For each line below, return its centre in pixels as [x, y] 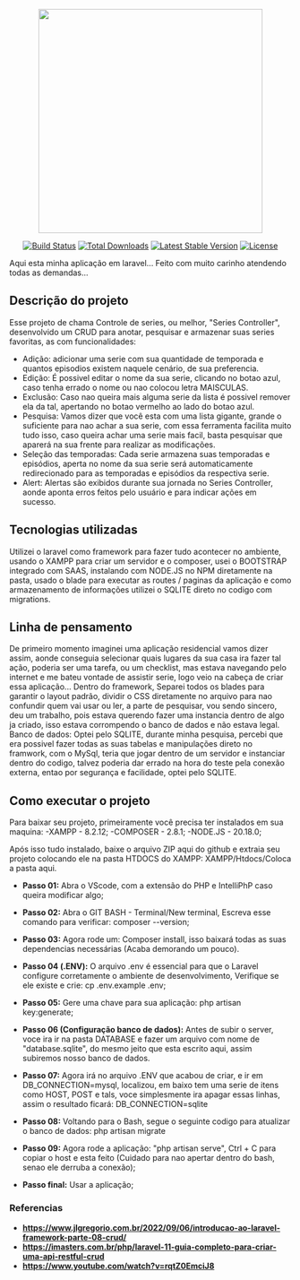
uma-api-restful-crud [63, 1256]
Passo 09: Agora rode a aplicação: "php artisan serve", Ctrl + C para [149, 1148]
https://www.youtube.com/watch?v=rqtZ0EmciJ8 [118, 1266]
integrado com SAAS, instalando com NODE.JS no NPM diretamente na [141, 570]
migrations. [30, 599]
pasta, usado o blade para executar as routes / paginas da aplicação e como [150, 580]
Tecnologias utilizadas [73, 530]
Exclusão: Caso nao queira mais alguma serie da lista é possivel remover [156, 397]
